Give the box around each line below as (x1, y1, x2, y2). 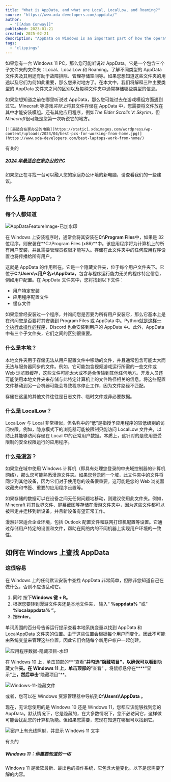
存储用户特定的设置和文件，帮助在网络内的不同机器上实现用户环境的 (9, 526, 153, 532)
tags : (5, 41, 17, 46)
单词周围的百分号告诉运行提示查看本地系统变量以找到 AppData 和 (5, 624, 142, 630)
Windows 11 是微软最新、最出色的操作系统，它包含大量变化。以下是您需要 (5, 765, 160, 771)
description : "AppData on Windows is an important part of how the (5, 36, 152, 41)
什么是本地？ (5, 345, 37, 352)
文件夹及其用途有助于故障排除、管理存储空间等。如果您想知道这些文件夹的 (5, 72, 161, 79)
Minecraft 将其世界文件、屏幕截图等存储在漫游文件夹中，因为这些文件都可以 (5, 502, 165, 508)
